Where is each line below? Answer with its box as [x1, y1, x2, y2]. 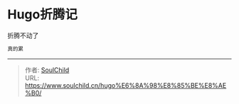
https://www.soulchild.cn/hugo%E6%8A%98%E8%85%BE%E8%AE [24, 81, 227, 89]
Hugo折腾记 [7, 6, 78, 23]
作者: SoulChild [24, 65, 70, 74]
